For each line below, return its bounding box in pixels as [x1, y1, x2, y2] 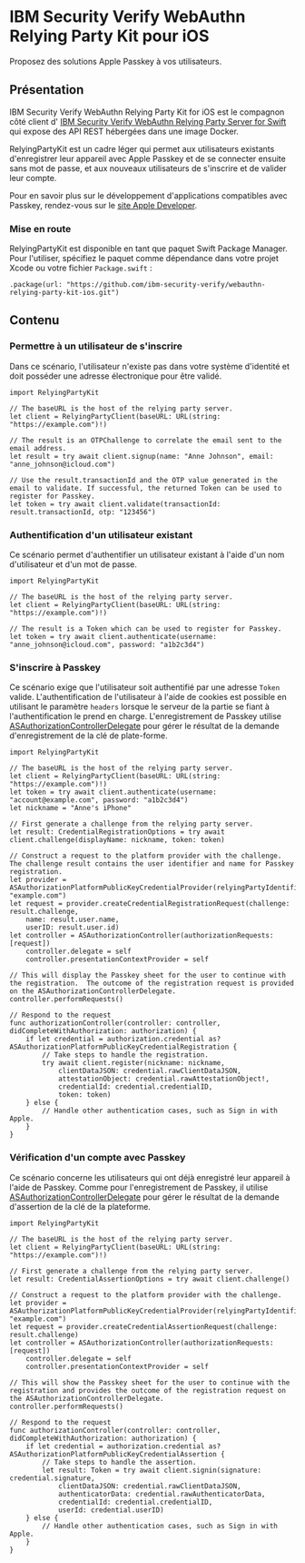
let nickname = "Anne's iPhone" [9, 804, 132, 813]
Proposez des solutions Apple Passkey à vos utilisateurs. [9, 56, 222, 66]
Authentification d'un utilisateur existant [9, 528, 193, 541]
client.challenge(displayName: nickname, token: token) [9, 836, 225, 845]
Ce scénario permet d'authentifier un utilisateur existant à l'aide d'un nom [9, 549, 285, 561]
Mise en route [9, 222, 72, 235]
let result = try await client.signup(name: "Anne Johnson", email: [9, 452, 274, 461]
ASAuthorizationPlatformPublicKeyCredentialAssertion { [9, 1449, 225, 1458]
